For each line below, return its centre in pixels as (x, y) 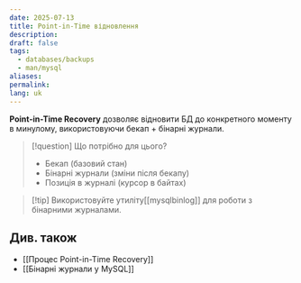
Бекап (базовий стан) (86, 163)
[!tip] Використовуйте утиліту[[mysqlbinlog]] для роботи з (141, 200)
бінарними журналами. (76, 209)
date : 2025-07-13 (42, 18)
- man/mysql (40, 68)
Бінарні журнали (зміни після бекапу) (117, 173)
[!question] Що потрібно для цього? (99, 146)
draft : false (34, 43)
